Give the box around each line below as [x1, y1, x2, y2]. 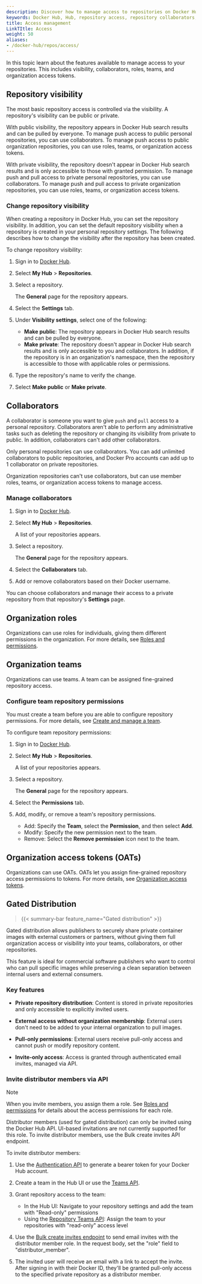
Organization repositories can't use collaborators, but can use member [6, 472, 182, 480]
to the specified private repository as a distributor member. [14, 1271, 161, 1278]
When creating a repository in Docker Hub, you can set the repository [6, 215, 179, 222]
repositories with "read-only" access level [23, 1222, 128, 1229]
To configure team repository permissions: [6, 729, 112, 736]
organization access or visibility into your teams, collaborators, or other [6, 939, 183, 947]
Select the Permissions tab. [14, 799, 85, 806]
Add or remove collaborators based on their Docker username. [14, 577, 170, 585]
